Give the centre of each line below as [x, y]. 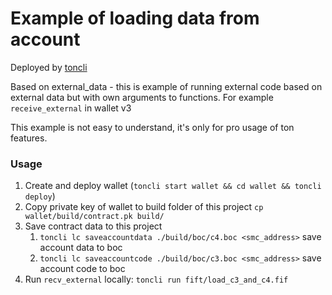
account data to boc [81, 248]
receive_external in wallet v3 [71, 108]
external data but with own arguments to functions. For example [142, 97]
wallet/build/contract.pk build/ [94, 217]
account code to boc [82, 269]
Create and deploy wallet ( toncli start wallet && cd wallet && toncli [173, 186]
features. [29, 138]
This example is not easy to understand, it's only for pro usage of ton [152, 127]
